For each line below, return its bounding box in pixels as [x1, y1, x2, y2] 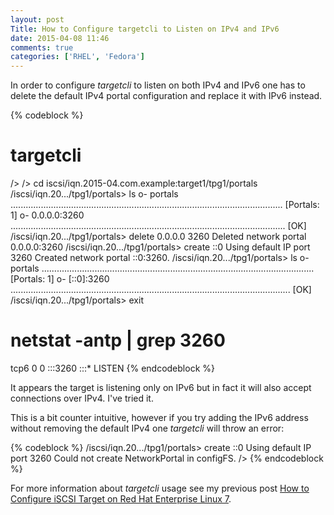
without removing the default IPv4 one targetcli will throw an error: [10, 422, 285, 434]
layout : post [10, 14, 65, 25]
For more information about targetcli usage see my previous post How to [10, 482, 310, 494]
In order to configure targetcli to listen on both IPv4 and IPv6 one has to [10, 79, 306, 91]
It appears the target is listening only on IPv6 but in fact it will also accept [10, 382, 312, 393]
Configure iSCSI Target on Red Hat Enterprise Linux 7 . [10, 493, 232, 505]
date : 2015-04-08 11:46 [10, 33, 110, 43]
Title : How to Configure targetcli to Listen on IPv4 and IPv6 [10, 24, 280, 34]
